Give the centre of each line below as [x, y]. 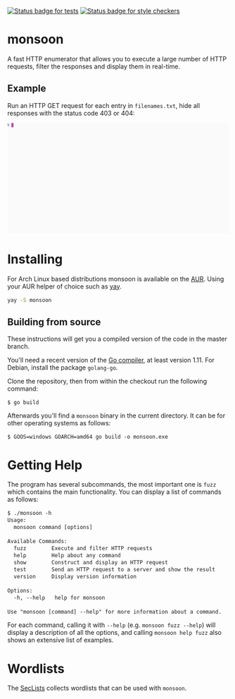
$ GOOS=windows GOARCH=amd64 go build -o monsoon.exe [88, 437]
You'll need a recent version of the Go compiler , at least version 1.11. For [111, 360]
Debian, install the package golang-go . [63, 367]
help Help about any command [67, 556]
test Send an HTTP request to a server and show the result [115, 570]
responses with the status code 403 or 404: [71, 113]
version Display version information [75, 577]
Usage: [17, 521]
